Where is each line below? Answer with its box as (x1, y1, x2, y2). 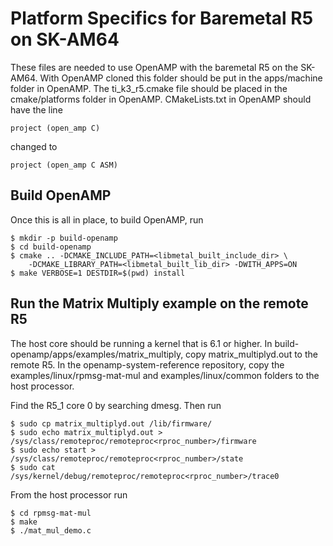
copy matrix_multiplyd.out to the (185, 348, 318, 360)
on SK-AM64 (10, 28, 120, 51)
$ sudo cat (10, 462, 56, 472)
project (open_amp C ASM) (10, 160, 118, 170)
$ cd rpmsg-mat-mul (10, 508, 92, 518)
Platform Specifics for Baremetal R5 (10, 7, 314, 30)
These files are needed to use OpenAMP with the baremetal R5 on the (10, 61, 299, 73)
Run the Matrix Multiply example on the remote (10, 295, 309, 312)
